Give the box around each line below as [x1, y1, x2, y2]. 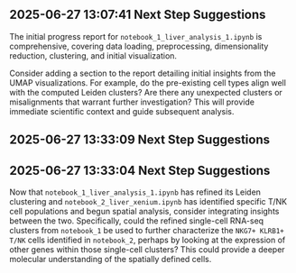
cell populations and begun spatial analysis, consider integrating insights [9, 206, 280, 217]
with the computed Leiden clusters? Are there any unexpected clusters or [9, 86, 282, 97]
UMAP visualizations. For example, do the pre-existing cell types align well [9, 77, 287, 88]
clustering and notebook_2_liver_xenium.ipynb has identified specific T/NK [9, 196, 287, 207]
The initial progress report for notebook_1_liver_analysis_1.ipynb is [9, 31, 263, 41]
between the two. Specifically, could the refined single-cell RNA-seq [9, 215, 264, 226]
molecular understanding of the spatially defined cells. [9, 254, 212, 265]
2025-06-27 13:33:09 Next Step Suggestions [9, 132, 271, 148]
